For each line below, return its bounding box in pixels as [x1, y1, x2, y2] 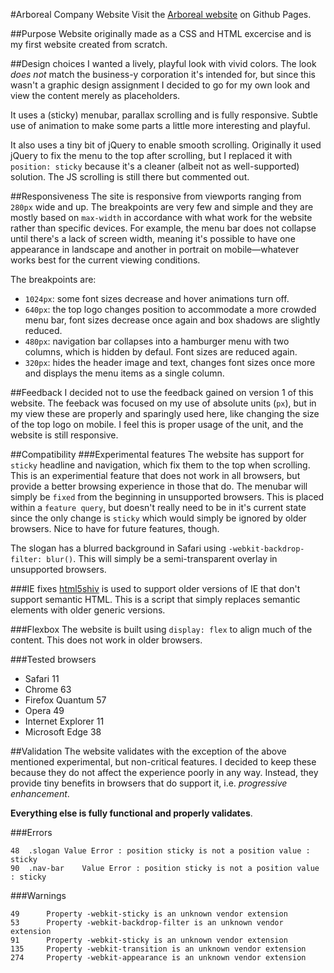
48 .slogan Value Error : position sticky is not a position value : [10, 846, 311, 856]
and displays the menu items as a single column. [24, 367, 225, 379]
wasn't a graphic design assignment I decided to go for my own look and [10, 79, 311, 91]
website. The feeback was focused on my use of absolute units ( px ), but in [10, 397, 317, 409]
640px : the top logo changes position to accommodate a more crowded [24, 304, 317, 315]
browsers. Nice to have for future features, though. [10, 523, 220, 534]
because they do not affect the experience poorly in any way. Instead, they [10, 767, 319, 778]
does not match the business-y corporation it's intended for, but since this [10, 69, 316, 80]
